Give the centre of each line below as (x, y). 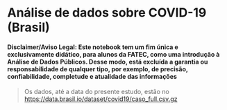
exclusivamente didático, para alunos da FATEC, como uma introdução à (113, 54)
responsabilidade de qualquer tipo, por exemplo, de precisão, (98, 69)
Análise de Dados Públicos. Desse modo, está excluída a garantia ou (108, 62)
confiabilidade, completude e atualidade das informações (92, 76)
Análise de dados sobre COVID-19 (107, 13)
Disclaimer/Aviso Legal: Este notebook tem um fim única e (93, 47)
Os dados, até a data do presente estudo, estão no (97, 92)
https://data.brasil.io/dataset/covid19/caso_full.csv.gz (101, 99)
